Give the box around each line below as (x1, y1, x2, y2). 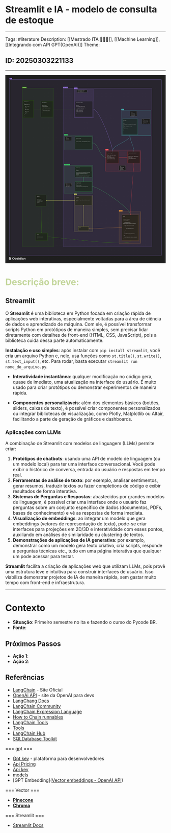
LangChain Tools (12, 719, 48, 725)
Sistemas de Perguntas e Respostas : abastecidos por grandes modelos (12, 494, 165, 500)
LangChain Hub (12, 730, 46, 736)
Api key (12, 766, 29, 772)
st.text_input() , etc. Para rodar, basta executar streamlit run (5, 358, 137, 364)
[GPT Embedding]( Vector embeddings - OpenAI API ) (12, 777, 124, 783)
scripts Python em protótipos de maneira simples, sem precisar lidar (5, 326, 149, 333)
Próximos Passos (5, 639, 61, 648)
